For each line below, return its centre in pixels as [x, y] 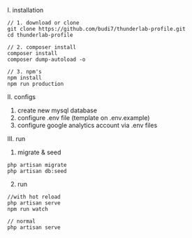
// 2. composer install [42, 47]
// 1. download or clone [43, 23]
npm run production [36, 84]
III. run [16, 139]
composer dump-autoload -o [46, 59]
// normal [22, 221]
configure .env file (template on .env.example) [83, 118]
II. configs [22, 97]
